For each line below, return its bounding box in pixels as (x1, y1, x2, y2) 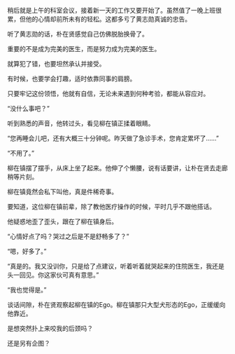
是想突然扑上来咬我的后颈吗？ (7, 325, 93, 332)
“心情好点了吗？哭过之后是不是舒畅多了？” (7, 232, 129, 240)
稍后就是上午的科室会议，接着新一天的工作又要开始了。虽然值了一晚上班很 (7, 6, 222, 14)
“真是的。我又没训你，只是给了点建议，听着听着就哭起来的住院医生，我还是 (7, 262, 225, 270)
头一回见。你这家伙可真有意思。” (7, 271, 99, 279)
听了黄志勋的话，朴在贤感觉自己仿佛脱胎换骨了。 (7, 30, 148, 38)
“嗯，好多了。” (7, 247, 47, 255)
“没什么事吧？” (7, 104, 50, 112)
